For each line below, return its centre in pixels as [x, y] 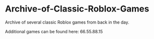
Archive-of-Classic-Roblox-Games [77, 9]
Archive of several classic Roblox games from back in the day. [67, 22]
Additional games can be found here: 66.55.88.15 [54, 31]
